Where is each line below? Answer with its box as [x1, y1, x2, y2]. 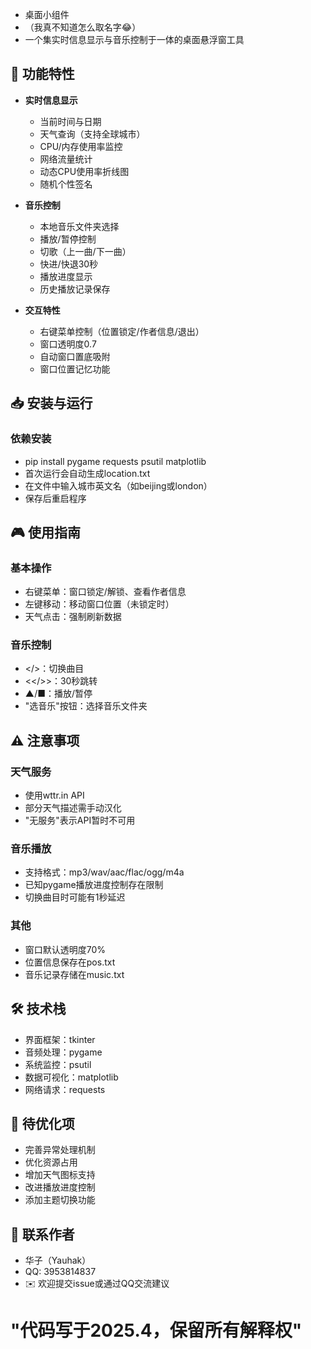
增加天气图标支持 [24, 1169, 96, 1181]
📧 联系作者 [10, 1226, 75, 1243]
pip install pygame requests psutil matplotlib [24, 455, 207, 467]
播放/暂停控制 [39, 233, 97, 245]
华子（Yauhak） [24, 1254, 92, 1267]
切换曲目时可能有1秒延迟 [24, 891, 126, 903]
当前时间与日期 [39, 115, 102, 127]
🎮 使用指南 [10, 524, 81, 541]
